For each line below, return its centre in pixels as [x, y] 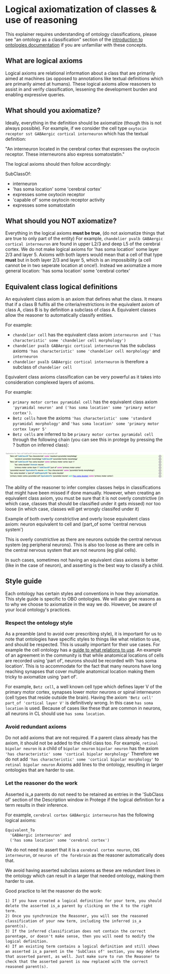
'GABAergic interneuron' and [40, 835]
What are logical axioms [44, 61]
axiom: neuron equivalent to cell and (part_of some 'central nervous [76, 524]
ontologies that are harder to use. [40, 770]
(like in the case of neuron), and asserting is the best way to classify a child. [84, 565]
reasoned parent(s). [27, 966]
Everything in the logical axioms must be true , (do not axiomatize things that [85, 233]
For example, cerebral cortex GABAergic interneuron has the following [80, 815]
